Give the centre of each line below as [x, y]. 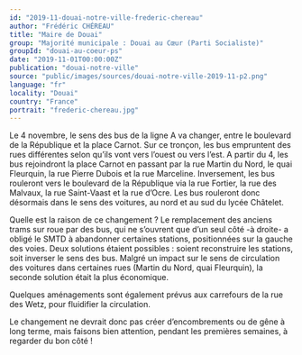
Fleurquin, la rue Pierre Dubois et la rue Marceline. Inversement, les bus [142, 174]
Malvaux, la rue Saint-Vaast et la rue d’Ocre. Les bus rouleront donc [135, 193]
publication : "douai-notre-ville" [74, 68]
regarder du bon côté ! [51, 341]
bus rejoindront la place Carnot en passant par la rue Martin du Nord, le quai [151, 164]
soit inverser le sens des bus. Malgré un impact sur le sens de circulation [145, 259]
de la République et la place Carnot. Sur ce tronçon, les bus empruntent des [150, 145]
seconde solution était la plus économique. [89, 278]
